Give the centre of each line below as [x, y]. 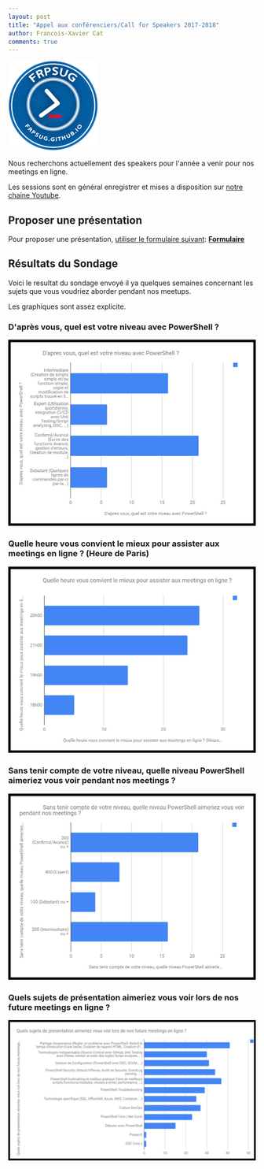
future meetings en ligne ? [59, 1007]
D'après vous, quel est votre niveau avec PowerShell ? [114, 327]
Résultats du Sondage [63, 264]
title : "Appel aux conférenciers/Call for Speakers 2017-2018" [114, 25]
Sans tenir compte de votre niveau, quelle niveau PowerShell [126, 770]
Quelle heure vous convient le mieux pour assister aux [114, 544]
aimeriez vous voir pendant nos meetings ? [92, 781]
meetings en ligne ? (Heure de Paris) [79, 554]
